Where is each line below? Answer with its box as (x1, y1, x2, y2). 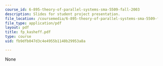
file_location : (5, 16, 36, 21)
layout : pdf (5, 25, 29, 30)
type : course (5, 34, 32, 39)
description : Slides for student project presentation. (5, 12, 120, 16)
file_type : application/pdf (5, 20, 62, 26)
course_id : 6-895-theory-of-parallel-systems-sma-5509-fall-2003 (5, 7, 140, 12)
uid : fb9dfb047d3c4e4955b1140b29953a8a (5, 39, 86, 44)
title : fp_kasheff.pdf (5, 30, 51, 34)
